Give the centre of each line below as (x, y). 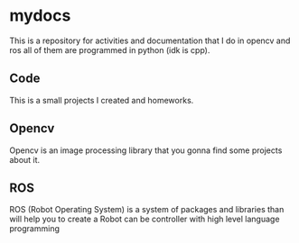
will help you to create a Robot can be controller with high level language (145, 219)
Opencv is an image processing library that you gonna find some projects (146, 150)
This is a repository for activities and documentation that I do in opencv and (150, 40)
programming (35, 229)
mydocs (40, 16)
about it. (25, 159)
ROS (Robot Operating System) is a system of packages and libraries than (147, 210)
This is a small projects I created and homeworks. (102, 100)
